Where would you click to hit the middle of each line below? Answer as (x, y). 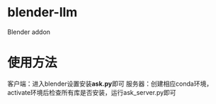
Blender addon (29, 32)
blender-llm (42, 12)
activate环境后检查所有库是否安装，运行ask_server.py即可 (92, 92)
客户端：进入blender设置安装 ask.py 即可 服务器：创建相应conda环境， (110, 83)
